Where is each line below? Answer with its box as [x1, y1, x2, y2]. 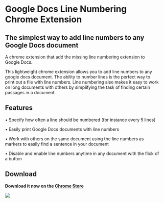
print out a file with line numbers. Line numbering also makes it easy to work [5, 79, 159, 85]
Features [5, 104, 33, 112]
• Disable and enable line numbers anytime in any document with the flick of [5, 151, 159, 156]
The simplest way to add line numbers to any [5, 33, 144, 42]
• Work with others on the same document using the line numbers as [5, 136, 144, 142]
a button [5, 155, 22, 161]
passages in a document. [5, 90, 56, 95]
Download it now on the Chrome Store [5, 183, 84, 189]
